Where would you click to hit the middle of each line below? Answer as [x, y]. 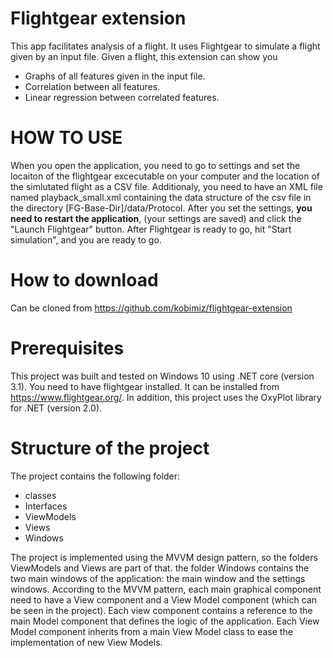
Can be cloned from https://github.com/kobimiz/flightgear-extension [151, 308]
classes [40, 495]
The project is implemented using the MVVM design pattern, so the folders [164, 557]
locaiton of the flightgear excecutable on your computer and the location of [165, 176]
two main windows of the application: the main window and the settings [158, 578]
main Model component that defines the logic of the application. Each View [165, 621]
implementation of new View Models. [86, 642]
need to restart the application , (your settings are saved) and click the [156, 218]
